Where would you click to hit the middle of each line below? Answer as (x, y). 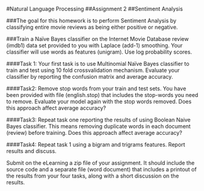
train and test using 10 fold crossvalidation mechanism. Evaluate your (93, 70)
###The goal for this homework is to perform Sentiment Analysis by (91, 20)
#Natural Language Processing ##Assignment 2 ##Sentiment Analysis (95, 9)
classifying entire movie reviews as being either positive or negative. (92, 27)
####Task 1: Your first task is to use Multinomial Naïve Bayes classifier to (98, 64)
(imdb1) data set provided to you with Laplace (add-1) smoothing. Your (94, 45)
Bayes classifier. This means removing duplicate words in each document (98, 126)
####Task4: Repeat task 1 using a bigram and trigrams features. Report (96, 145)
